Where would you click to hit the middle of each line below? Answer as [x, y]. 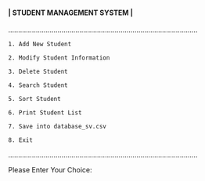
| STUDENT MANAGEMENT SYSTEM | [70, 13]
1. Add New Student [40, 45]
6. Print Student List [45, 113]
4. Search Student [38, 85]
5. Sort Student [34, 100]
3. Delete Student [38, 72]
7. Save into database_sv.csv [58, 127]
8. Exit [21, 140]
